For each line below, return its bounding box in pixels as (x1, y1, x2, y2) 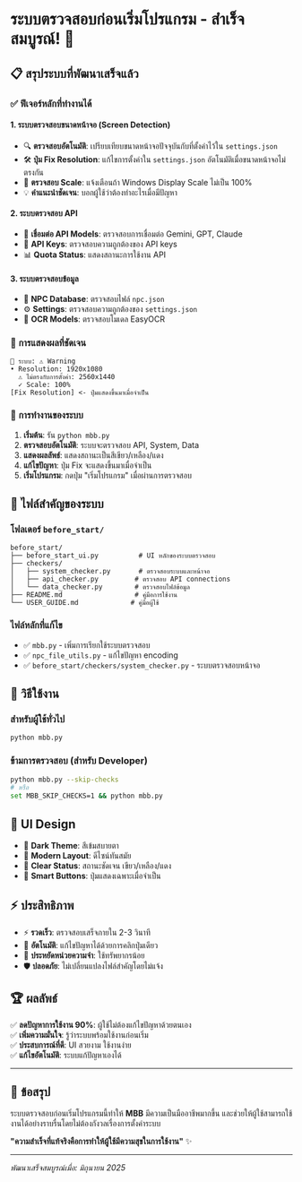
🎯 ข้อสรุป (10, 1084, 51, 1100)
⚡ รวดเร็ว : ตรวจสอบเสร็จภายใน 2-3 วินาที (22, 927, 151, 937)
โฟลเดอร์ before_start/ (10, 523, 105, 536)
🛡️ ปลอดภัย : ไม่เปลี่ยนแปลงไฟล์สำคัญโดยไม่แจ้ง (22, 960, 164, 971)
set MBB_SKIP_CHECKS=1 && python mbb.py (10, 791, 164, 801)
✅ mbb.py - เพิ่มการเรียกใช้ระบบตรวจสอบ (22, 639, 151, 650)
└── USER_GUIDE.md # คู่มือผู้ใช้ (10, 599, 160, 608)
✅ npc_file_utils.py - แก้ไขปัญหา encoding (22, 650, 178, 660)
